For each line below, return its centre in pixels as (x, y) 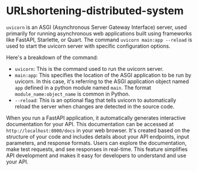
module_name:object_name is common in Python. (72, 94)
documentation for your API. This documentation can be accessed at (90, 124)
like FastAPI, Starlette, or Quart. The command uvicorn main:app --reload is (99, 40)
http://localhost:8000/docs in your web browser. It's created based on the (98, 130)
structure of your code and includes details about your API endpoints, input (98, 136)
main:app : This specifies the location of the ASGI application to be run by (103, 75)
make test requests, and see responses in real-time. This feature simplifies (97, 149)
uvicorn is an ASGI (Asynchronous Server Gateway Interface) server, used (97, 27)
